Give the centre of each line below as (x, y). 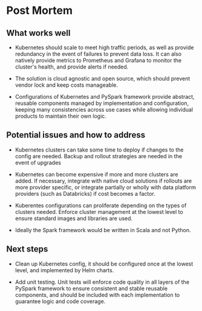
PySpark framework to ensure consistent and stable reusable (91, 288)
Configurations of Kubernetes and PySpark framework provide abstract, (105, 97)
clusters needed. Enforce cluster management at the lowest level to (99, 212)
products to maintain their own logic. (61, 116)
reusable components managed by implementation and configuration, (102, 103)
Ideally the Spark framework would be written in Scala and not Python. (103, 230)
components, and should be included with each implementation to (97, 295)
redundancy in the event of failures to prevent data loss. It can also (98, 54)
